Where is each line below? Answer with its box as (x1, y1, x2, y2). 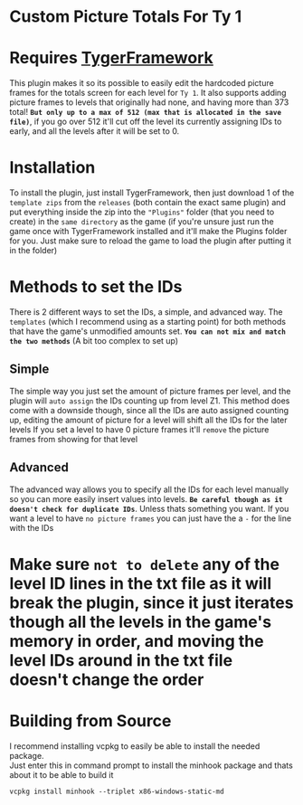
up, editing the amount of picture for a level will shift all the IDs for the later (9, 414, 288, 425)
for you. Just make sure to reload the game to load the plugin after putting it (9, 235, 292, 246)
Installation (9, 157, 96, 178)
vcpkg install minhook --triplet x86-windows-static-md (9, 787, 224, 796)
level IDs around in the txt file (9, 649, 233, 670)
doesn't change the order (9, 669, 204, 689)
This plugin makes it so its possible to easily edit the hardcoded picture (9, 78, 274, 89)
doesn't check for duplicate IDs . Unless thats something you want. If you (9, 503, 289, 514)
